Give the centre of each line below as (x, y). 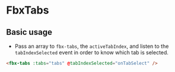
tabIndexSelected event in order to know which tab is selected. (92, 53)
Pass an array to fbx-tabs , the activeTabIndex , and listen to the (92, 46)
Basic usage (29, 32)
